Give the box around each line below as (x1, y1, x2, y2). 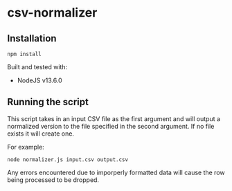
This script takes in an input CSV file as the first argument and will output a (7, 114, 220, 122)
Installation (7, 33, 57, 44)
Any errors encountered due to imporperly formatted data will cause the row (7, 168, 225, 176)
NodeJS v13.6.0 (17, 76, 62, 84)
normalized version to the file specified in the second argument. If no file (7, 122, 215, 130)
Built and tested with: (7, 63, 68, 71)
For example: (7, 143, 45, 151)
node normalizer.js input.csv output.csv (7, 156, 129, 163)
